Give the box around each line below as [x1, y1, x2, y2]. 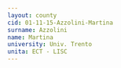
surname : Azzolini [7, 26, 68, 34]
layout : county [7, 11, 57, 20]
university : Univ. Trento [7, 41, 92, 48]
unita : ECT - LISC [7, 48, 68, 55]
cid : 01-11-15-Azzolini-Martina [7, 19, 113, 27]
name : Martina [7, 33, 54, 41]
